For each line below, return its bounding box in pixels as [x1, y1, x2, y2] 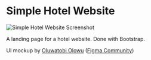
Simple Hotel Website [6, 4, 115, 18]
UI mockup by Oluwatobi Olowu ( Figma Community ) [6, 46, 134, 54]
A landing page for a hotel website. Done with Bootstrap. [6, 35, 145, 42]
